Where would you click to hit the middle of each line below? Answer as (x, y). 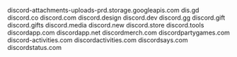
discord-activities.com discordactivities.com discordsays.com (98, 40)
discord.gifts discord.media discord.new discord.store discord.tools (106, 25)
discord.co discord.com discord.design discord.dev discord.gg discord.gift (116, 18)
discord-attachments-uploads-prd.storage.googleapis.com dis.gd (103, 10)
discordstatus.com (35, 47)
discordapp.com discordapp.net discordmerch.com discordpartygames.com (118, 32)
